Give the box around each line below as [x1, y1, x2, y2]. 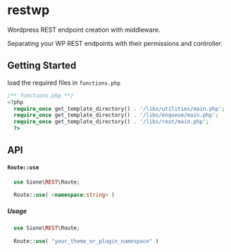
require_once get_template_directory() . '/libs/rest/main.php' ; [13, 119, 210, 126]
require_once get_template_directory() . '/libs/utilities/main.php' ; [13, 105, 225, 112]
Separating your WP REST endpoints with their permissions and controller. [7, 39, 223, 47]
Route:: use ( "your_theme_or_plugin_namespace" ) [13, 237, 159, 245]
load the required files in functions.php [7, 78, 121, 87]
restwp [7, 2, 50, 18]
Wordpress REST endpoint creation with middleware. [7, 25, 161, 34]
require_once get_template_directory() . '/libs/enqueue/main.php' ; [13, 112, 219, 119]
